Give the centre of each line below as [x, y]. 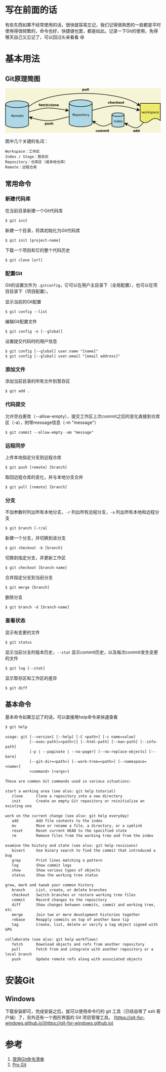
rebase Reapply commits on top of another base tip [70, 920]
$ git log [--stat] [25, 668]
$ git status [19, 642]
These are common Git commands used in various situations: [68, 782]
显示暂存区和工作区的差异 [31, 678]
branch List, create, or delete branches [59, 890]
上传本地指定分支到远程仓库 [33, 457]
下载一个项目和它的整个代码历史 [38, 250]
